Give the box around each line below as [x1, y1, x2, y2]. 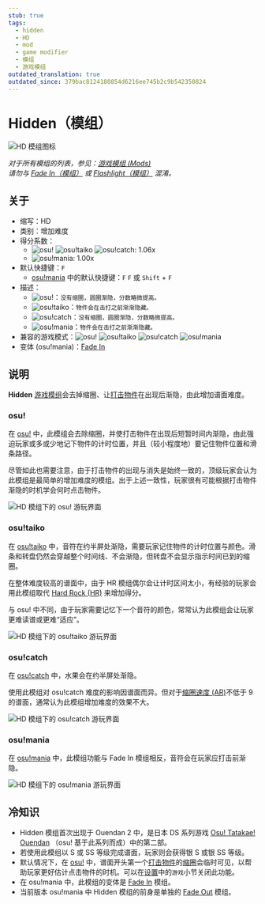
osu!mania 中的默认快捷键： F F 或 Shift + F [31, 273, 172, 282]
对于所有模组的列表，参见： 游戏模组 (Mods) [8, 159, 151, 168]
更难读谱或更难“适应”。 [8, 615, 84, 624]
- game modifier [15, 48, 69, 56]
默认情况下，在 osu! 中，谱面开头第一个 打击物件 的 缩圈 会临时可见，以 [19, 857, 245, 867]
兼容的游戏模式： [19, 332, 76, 342]
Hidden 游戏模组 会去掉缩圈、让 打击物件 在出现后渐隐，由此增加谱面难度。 [8, 390, 248, 399]
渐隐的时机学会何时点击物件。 [8, 486, 105, 495]
